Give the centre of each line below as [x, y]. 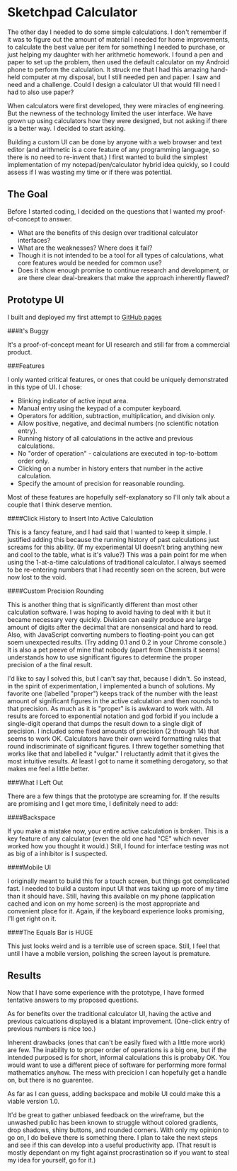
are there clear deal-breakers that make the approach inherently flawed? [123, 277]
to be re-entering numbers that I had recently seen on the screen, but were [117, 570]
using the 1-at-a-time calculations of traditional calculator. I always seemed [117, 562]
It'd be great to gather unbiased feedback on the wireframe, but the [106, 1115]
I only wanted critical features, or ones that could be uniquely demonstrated [118, 379]
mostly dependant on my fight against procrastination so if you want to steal [118, 1153]
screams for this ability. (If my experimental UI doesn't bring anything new [115, 547]
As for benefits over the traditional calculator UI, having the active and [109, 1014]
